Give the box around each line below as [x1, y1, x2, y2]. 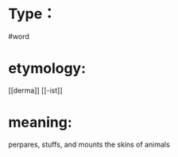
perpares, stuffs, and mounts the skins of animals [8, 140, 171, 149]
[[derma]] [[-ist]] [8, 86, 63, 95]
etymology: [8, 59, 86, 78]
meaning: [8, 113, 73, 132]
